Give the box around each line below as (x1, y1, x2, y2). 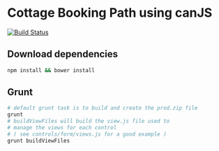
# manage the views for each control (7, 124, 117, 131)
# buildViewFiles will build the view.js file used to (7, 117, 170, 125)
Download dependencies (7, 48, 119, 60)
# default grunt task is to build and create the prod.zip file (7, 105, 198, 112)
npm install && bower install (7, 66, 96, 74)
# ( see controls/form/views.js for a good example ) (7, 131, 167, 138)
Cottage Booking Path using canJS (7, 5, 213, 21)
